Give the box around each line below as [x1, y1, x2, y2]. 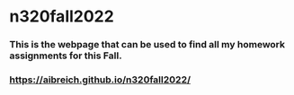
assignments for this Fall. [9, 49, 123, 62]
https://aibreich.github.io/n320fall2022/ [9, 73, 192, 86]
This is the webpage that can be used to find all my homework [9, 39, 286, 51]
